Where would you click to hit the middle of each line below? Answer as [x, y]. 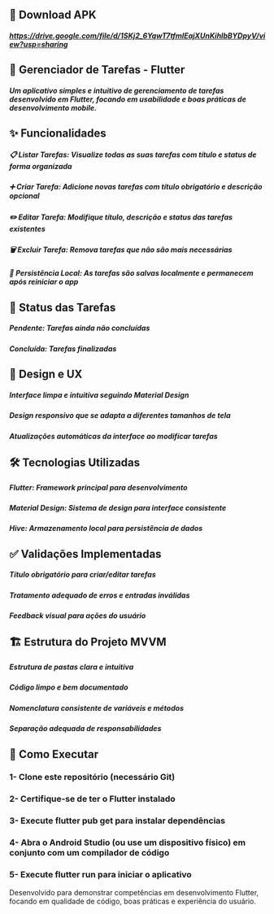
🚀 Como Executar [54, 754]
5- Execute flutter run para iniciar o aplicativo [100, 875]
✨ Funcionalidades [58, 134]
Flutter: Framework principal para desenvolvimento [98, 487]
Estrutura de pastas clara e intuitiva [72, 667]
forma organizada [41, 166]
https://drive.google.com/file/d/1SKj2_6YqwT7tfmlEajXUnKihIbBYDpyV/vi [137, 35]
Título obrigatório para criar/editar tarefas [83, 575]
